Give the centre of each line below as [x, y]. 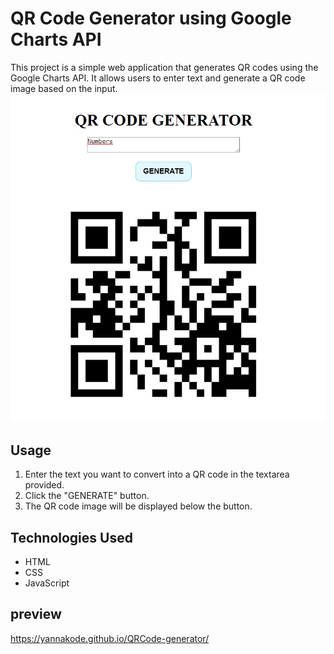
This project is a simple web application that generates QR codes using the [164, 67]
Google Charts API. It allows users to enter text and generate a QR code [158, 78]
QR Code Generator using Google [151, 18]
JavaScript [47, 583]
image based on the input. [64, 88]
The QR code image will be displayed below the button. [138, 506]
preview [36, 614]
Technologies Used [71, 537]
